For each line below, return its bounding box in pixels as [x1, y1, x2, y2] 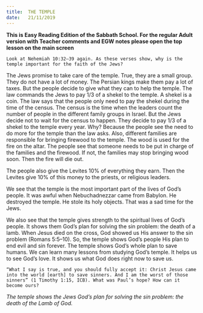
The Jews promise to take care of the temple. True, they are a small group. [6, 71, 193, 79]
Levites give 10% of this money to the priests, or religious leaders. [6, 173, 171, 180]
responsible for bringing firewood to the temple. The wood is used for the [6, 136, 190, 143]
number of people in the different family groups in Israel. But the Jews [6, 110, 181, 117]
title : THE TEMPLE [6, 8, 56, 15]
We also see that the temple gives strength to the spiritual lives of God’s [6, 216, 185, 223]
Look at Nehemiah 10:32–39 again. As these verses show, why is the [6, 56, 183, 62]
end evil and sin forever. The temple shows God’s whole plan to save [6, 242, 178, 249]
